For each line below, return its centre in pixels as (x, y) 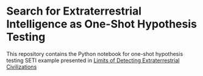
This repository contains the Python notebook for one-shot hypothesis (95, 54)
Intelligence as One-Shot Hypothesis (101, 24)
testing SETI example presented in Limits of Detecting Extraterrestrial (93, 60)
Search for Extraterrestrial (74, 11)
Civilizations (22, 67)
